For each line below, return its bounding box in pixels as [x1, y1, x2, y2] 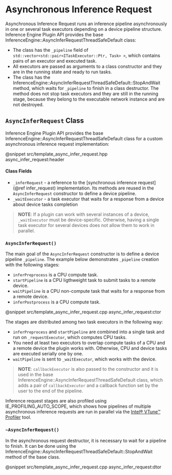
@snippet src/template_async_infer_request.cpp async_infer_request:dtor [5, 464, 162, 470]
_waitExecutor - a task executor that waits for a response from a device [12, 196, 164, 202]
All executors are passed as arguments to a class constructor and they [12, 63, 162, 69]
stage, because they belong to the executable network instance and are [12, 96, 165, 102]
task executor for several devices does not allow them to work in [17, 222, 155, 228]
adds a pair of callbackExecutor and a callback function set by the [17, 383, 159, 389]
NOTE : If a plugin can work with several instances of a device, [17, 211, 150, 217]
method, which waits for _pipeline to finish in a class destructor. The [12, 85, 159, 91]
